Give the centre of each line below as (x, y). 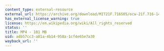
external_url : (20, 14)
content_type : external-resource (39, 9)
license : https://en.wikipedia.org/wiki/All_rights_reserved (69, 23)
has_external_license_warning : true (42, 18)
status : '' (16, 28)
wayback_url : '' (21, 41)
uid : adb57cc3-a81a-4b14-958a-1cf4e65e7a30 (50, 37)
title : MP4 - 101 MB (26, 32)
